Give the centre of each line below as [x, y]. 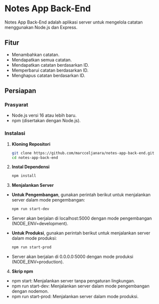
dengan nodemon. [30, 291]
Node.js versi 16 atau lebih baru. [44, 115]
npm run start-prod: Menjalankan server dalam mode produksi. [75, 297]
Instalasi [15, 133]
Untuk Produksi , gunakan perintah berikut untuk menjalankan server [81, 233]
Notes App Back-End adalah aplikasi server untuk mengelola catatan [74, 22]
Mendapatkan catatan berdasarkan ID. [50, 65]
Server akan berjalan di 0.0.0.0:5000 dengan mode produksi [72, 257]
